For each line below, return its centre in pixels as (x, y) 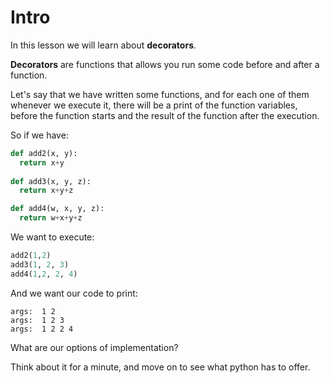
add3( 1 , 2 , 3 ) (40, 264)
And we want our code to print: (74, 293)
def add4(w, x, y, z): (57, 209)
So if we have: (39, 135)
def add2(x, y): (44, 153)
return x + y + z (46, 191)
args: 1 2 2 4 (42, 329)
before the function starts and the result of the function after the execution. (165, 115)
